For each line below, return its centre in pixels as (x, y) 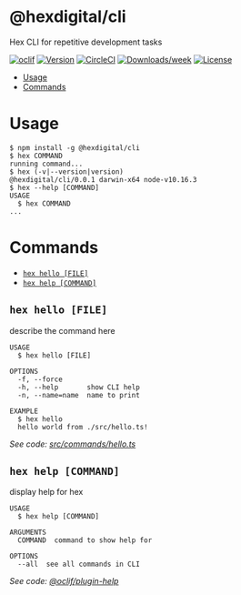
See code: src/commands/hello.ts (73, 444)
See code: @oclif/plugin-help (64, 581)
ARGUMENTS (28, 533)
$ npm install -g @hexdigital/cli (75, 147)
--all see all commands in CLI (79, 565)
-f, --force (40, 379)
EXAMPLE (24, 411)
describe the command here (62, 330)
